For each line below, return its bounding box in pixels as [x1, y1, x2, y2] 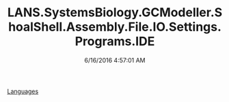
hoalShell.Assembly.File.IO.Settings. [8, 19, 222, 35]
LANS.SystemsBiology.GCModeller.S [7, 5, 223, 20]
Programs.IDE [75, 34, 155, 49]
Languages [7, 87, 39, 95]
